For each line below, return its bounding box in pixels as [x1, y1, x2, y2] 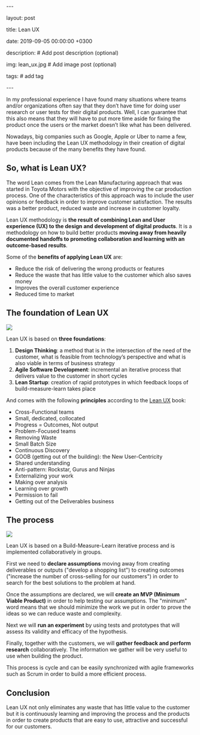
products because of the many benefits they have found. [6, 146, 147, 153]
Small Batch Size [14, 440, 57, 447]
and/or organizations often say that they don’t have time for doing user [6, 102, 181, 109]
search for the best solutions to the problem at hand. [6, 579, 136, 587]
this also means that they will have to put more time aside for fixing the [6, 115, 181, 122]
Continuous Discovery [14, 446, 70, 453]
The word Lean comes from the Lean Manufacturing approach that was [6, 179, 183, 186]
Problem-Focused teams [14, 427, 76, 435]
